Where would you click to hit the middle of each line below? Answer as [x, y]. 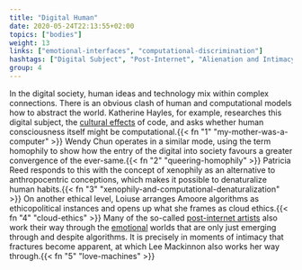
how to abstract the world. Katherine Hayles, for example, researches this [146, 112]
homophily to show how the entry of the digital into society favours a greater [151, 150]
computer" [29, 141]
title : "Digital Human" [54, 18]
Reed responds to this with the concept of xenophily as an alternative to [142, 170]
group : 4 [26, 68]
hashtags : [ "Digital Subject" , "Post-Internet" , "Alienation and [134, 59]
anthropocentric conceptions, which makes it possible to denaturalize [138, 179]
